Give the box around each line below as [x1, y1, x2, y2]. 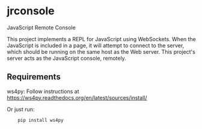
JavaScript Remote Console [7, 24, 76, 31]
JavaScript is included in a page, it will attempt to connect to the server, [7, 42, 185, 49]
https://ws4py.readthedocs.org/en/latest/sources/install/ [7, 94, 147, 101]
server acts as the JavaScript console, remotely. [7, 54, 127, 62]
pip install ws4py [17, 117, 64, 123]
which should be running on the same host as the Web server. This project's [7, 48, 196, 55]
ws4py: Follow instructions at [7, 88, 80, 95]
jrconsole [7, 4, 55, 18]
